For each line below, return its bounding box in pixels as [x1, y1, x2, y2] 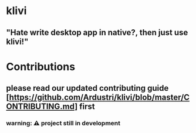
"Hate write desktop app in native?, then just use [6, 28, 188, 37]
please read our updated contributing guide [6, 83, 169, 93]
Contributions [6, 60, 75, 73]
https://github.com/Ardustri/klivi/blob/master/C [9, 93, 190, 103]
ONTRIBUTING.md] [6, 101, 78, 112]
